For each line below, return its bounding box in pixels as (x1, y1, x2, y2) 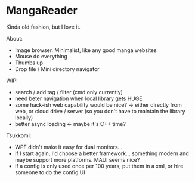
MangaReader (6, 4, 78, 17)
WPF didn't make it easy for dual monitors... (14, 143, 123, 150)
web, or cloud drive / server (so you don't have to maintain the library (14, 107, 186, 115)
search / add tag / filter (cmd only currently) (14, 88, 123, 95)
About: (6, 35, 23, 42)
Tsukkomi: (6, 132, 32, 139)
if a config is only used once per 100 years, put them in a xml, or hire (14, 162, 184, 169)
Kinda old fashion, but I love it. (6, 23, 81, 30)
